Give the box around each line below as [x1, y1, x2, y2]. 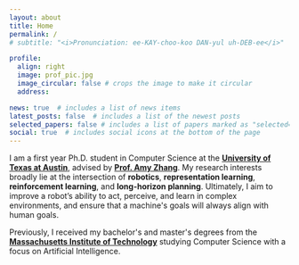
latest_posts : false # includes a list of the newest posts [9, 112, 241, 120]
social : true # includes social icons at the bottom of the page [9, 128, 261, 137]
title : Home [9, 21, 53, 30]
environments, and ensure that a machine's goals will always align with [9, 200, 270, 211]
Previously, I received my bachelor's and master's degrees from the [9, 227, 258, 237]
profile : [9, 54, 42, 63]
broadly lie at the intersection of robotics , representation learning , [9, 171, 255, 183]
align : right [17, 62, 66, 71]
